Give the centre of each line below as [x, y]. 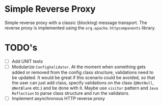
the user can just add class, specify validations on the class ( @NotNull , [83, 83]
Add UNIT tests [27, 61]
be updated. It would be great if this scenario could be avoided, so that [83, 78]
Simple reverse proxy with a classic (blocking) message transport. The [76, 23]
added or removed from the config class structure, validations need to [82, 72]
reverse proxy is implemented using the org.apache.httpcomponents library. [80, 27]
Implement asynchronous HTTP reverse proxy [58, 98]
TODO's [21, 48]
